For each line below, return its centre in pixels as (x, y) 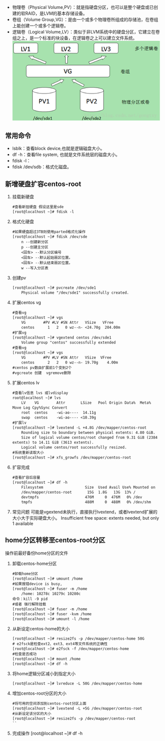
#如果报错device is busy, (37, 584)
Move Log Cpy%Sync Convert (40, 408)
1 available (23, 524)
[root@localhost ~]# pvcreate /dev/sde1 (54, 288)
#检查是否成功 (24, 654)
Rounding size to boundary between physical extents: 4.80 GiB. (88, 433)
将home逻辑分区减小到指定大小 (44, 674)
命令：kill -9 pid (30, 599)
